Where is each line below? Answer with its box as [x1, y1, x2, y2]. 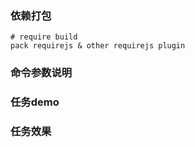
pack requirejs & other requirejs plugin [10, 41, 186, 51]
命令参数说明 [10, 66, 73, 80]
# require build [10, 32, 78, 42]
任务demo [10, 95, 60, 109]
